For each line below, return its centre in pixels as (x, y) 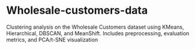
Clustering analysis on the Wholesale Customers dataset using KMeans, (95, 27)
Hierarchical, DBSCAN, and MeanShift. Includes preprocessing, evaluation (98, 33)
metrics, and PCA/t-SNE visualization (52, 39)
